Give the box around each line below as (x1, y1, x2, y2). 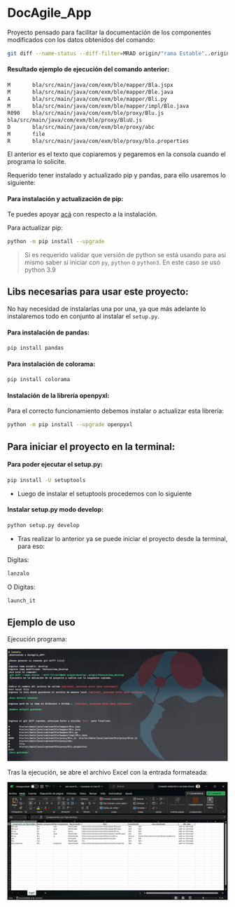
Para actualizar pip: (7, 224, 63, 232)
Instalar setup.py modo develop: (7, 505, 104, 514)
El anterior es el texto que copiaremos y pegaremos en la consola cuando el (7, 150, 226, 158)
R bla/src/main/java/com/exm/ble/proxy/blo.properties (7, 138, 190, 145)
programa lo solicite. (7, 158, 66, 166)
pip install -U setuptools (7, 477, 86, 484)
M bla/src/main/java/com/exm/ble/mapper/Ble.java (7, 89, 173, 96)
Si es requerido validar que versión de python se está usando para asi (24, 251, 226, 259)
